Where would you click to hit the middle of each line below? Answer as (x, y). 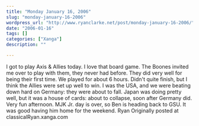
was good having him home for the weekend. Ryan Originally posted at (92, 111)
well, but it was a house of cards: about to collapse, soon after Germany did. (99, 98)
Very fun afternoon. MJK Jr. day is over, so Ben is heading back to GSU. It (96, 104)
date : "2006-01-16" (30, 28)
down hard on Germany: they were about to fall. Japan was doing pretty (94, 92)
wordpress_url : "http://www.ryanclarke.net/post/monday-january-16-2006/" (100, 22)
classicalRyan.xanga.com (37, 117)
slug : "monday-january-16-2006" (46, 17)
